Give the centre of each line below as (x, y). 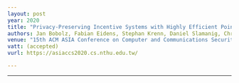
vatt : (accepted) (33, 46)
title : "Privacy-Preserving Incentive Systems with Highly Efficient (113, 27)
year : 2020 (23, 20)
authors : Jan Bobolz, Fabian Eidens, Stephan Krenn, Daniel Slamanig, (114, 33)
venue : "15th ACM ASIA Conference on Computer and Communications (108, 40)
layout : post (27, 14)
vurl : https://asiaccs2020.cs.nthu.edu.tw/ (73, 53)
